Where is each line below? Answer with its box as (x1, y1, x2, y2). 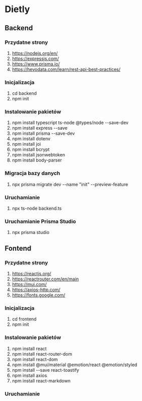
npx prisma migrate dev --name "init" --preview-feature (12, 181, 128, 187)
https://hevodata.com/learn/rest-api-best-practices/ (12, 66, 121, 72)
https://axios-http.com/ (12, 287, 61, 293)
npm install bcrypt (12, 146, 50, 152)
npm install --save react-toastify (12, 367, 79, 373)
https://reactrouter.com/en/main (12, 276, 79, 282)
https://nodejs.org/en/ (12, 50, 58, 56)
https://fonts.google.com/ (12, 292, 65, 298)
